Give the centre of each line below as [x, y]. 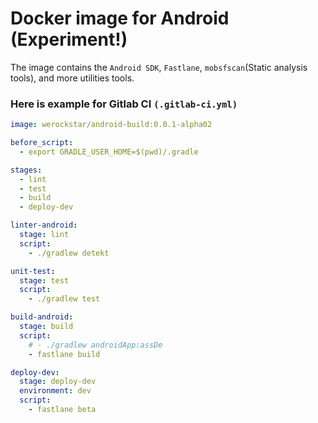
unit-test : [33, 271]
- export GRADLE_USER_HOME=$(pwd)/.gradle [109, 152]
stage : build [46, 327]
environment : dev [55, 391]
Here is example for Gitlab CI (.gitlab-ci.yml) [124, 104]
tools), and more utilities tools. [72, 78]
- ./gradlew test [64, 299]
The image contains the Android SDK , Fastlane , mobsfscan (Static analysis [159, 67]
